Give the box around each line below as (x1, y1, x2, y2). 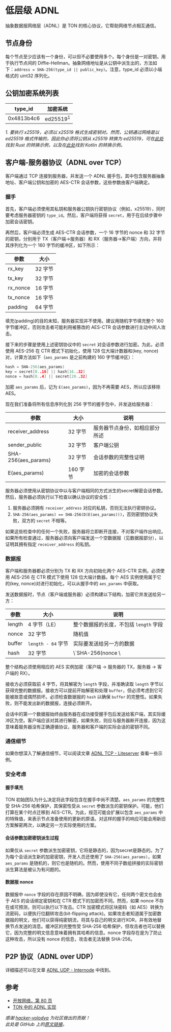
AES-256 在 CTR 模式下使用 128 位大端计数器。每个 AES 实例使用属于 (11, 574, 157, 580)
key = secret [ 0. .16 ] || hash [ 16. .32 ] (5, 369, 85, 374)
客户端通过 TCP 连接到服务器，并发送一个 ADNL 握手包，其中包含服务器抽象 (5, 173, 165, 179)
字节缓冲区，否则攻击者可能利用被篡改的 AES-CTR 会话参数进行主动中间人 (5, 324, 161, 330)
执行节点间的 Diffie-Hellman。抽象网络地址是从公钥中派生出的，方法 (9, 60, 153, 66)
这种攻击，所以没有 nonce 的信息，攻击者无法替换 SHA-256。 (5, 935, 135, 942)
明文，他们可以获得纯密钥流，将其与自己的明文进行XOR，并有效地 (18, 917, 157, 923)
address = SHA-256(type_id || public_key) (14, 67, 106, 72)
